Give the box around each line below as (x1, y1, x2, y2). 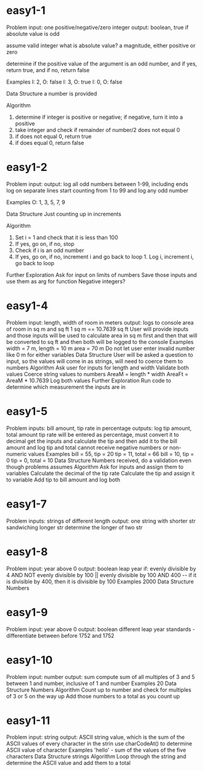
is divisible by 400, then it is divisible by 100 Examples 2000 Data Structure (6, 578, 194, 585)
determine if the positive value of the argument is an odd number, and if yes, (6, 60, 198, 67)
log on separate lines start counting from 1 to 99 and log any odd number (6, 187, 189, 194)
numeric (6, 450, 27, 457)
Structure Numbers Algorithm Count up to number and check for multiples (6, 686, 192, 693)
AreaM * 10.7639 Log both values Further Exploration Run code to (6, 377, 171, 384)
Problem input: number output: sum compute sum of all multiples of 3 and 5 (6, 673, 195, 680)
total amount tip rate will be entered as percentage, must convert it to (6, 431, 179, 438)
